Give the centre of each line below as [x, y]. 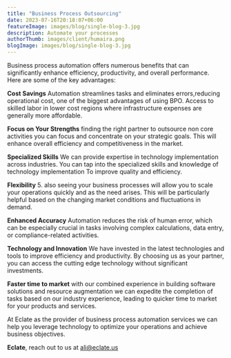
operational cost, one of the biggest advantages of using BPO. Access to [110, 101]
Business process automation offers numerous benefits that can [98, 65]
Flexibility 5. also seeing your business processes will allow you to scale [110, 185]
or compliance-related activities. [53, 235]
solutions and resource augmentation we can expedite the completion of [110, 291]
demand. [20, 207]
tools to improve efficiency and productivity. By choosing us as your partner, [115, 256]
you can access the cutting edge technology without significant [98, 263]
